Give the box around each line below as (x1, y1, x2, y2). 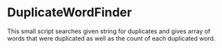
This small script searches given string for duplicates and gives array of (7, 27, 211, 35)
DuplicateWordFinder (7, 5, 132, 20)
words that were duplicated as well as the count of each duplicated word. (7, 34, 216, 42)
